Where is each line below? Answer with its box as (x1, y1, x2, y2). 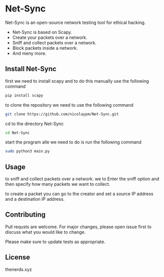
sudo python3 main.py (5, 149, 50, 154)
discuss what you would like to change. (5, 229, 86, 235)
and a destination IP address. (5, 196, 65, 202)
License (5, 253, 30, 262)
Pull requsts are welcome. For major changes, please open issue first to (5, 224, 152, 230)
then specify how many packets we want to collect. (5, 181, 110, 187)
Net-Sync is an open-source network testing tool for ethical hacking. (5, 19, 146, 25)
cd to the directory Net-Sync (5, 121, 64, 127)
